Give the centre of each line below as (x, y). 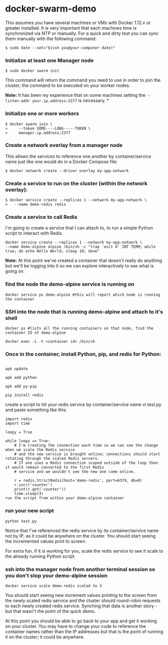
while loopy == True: (28, 441)
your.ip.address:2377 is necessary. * (70, 100)
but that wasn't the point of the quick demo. (51, 611)
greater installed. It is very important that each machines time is (71, 28)
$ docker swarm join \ (29, 124)
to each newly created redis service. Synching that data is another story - (81, 606)
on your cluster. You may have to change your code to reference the (76, 626)
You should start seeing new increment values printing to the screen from (81, 595)
